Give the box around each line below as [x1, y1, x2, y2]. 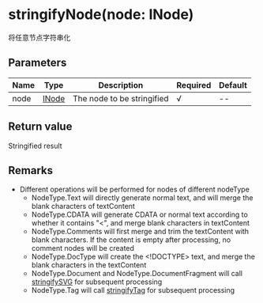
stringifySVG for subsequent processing [31, 277, 163, 286]
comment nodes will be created [31, 244, 134, 253]
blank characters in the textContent [31, 260, 147, 270]
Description [98, 79, 144, 90]
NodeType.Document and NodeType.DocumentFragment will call [31, 269, 243, 278]
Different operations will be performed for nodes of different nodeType [19, 184, 250, 195]
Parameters [8, 56, 67, 70]
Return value [8, 120, 73, 134]
